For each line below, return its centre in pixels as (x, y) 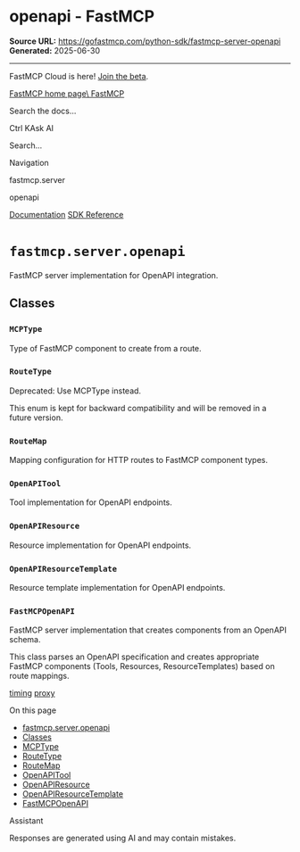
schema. (25, 640)
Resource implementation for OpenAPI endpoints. (100, 545)
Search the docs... (43, 111)
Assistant (26, 821)
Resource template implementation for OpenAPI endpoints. (117, 588)
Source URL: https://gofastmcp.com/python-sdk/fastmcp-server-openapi (145, 41)
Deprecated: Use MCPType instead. (75, 391)
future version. (36, 418)
